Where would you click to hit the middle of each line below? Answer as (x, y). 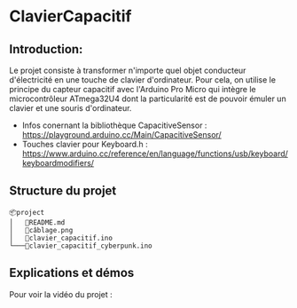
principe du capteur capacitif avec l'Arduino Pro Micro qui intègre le (133, 89)
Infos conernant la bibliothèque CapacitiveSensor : (114, 125)
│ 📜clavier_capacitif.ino (61, 238)
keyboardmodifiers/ (58, 163)
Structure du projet (63, 191)
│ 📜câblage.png (41, 230)
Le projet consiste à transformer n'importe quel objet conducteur (128, 70)
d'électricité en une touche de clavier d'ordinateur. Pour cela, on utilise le (143, 80)
